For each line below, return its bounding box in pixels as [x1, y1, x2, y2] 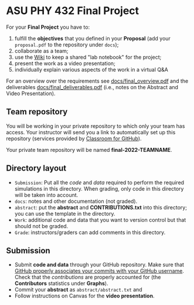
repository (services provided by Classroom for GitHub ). [6, 135, 142, 142]
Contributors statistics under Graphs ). [14, 280, 108, 287]
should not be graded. [14, 222, 69, 229]
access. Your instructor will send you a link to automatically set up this [6, 128, 176, 135]
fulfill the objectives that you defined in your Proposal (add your [14, 35, 171, 42]
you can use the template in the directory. [14, 210, 115, 217]
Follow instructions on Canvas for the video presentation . [14, 292, 155, 300]
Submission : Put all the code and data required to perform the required [14, 179, 185, 186]
